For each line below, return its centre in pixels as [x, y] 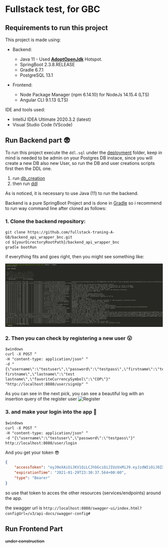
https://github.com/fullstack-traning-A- [71, 232]
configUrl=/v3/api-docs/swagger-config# [48, 513]
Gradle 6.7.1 [31, 70]
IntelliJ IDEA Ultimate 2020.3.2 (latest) [51, 119]
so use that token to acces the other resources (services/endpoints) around [83, 493]
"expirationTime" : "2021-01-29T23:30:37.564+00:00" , [70, 473]
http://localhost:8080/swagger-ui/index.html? [93, 508]
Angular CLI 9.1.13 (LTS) [44, 100]
